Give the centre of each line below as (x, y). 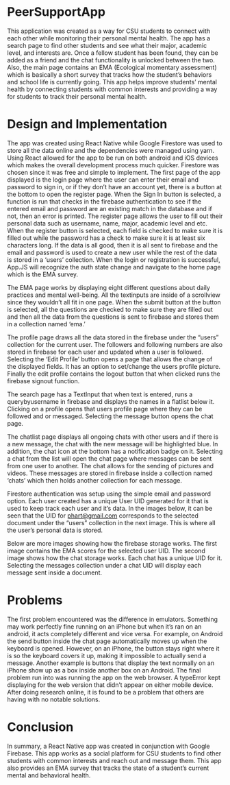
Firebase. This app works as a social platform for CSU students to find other (114, 753)
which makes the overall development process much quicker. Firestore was (113, 165)
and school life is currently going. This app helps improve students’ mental (112, 82)
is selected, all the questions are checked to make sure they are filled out (110, 309)
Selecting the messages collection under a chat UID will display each (104, 565)
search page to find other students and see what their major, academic (107, 45)
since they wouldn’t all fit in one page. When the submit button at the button (114, 302)
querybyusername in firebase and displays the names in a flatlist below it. (111, 401)
